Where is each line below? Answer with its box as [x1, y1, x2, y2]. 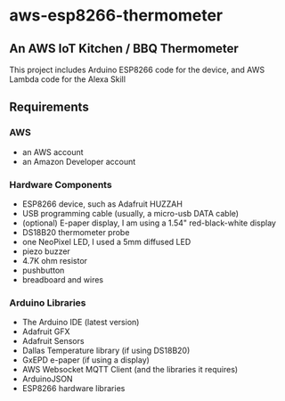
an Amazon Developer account [21, 156, 136, 167]
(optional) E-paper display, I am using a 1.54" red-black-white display [21, 217, 276, 228]
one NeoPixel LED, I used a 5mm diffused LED [21, 236, 191, 247]
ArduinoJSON [21, 373, 73, 384]
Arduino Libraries [9, 296, 86, 308]
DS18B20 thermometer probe [21, 226, 130, 237]
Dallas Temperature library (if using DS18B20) [21, 345, 191, 356]
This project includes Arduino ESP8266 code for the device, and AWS [9, 64, 265, 75]
